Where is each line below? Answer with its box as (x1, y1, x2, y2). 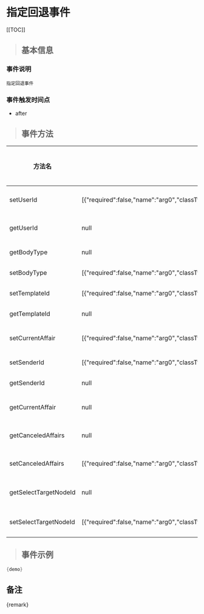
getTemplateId (9, 309, 50, 318)
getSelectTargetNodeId (9, 488, 76, 496)
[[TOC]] (6, 26, 25, 33)
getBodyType (9, 247, 48, 256)
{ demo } (6, 566, 23, 572)
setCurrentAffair (9, 334, 56, 342)
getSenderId (9, 378, 45, 387)
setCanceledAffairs (9, 459, 64, 467)
